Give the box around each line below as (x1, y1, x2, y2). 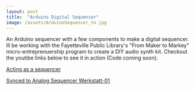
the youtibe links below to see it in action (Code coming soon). (6, 54, 158, 62)
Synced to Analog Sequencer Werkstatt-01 (6, 77, 110, 84)
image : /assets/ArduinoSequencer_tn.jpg (6, 19, 108, 25)
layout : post (6, 8, 38, 15)
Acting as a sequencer (6, 66, 61, 73)
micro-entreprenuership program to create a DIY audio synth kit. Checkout (6, 48, 188, 55)
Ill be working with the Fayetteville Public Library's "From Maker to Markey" (6, 42, 190, 49)
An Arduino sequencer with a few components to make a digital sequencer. (6, 36, 189, 43)
